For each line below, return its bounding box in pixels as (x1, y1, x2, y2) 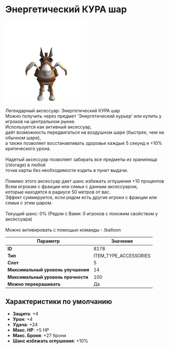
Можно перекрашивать (7, 281, 61, 287)
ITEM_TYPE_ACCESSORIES (93, 253, 151, 259)
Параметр (37, 238, 60, 244)
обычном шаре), (5, 134, 41, 141)
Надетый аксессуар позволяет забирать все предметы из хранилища (5, 156, 158, 162)
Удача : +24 (12, 321, 38, 328)
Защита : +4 (12, 311, 39, 317)
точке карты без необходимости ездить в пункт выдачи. (5, 167, 128, 173)
